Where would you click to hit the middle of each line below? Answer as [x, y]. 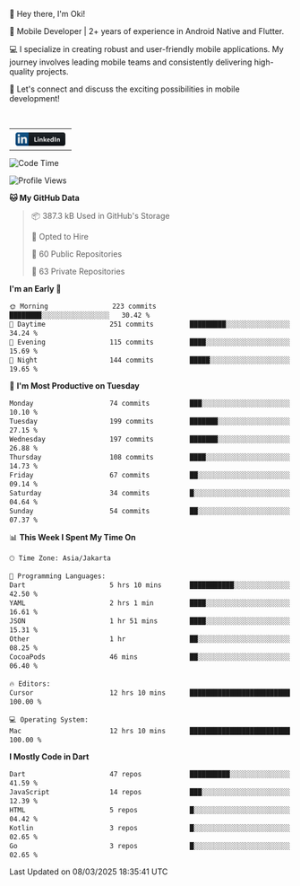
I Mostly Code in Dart [49, 757]
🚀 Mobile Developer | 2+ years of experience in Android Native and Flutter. [147, 31]
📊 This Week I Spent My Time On [73, 538]
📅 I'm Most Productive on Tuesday [75, 386]
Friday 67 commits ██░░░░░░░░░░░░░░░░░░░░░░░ [150, 476]
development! [34, 98]
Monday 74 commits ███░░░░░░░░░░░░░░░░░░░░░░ [150, 404]
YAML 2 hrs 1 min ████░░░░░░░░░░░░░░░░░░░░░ [150, 603]
